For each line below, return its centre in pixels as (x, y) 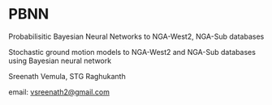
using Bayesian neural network (60, 61)
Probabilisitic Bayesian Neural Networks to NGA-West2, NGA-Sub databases (136, 36)
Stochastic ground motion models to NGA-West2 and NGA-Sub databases (132, 52)
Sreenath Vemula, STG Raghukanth (67, 76)
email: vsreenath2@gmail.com (59, 92)
